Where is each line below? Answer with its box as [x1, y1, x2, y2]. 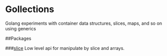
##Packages [5, 35, 32, 41]
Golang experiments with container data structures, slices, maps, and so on [5, 20, 162, 26]
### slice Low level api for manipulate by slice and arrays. [5, 45, 125, 51]
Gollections [5, 4, 54, 15]
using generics [5, 25, 36, 31]
